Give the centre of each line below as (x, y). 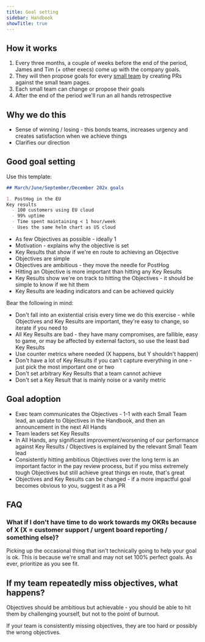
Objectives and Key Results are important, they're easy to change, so (102, 321)
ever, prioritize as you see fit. (43, 564)
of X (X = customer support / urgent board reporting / (87, 530)
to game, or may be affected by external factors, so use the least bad (102, 341)
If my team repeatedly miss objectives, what (92, 583)
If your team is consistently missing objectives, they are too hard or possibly (102, 626)
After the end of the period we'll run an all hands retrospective (93, 96)
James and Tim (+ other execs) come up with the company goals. (98, 70)
